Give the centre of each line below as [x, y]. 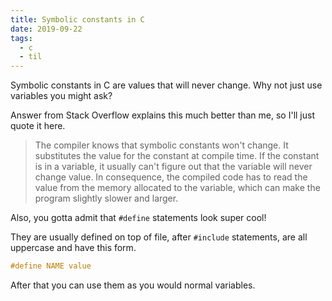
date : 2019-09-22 [46, 29]
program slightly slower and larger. [106, 198]
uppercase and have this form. [73, 248]
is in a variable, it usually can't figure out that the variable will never [173, 167]
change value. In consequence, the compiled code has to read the [171, 177]
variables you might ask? [61, 96]
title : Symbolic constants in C [77, 19]
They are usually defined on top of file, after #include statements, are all [159, 237]
